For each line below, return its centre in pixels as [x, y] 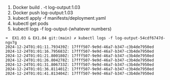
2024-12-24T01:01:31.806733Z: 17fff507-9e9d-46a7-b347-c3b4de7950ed [80, 65]
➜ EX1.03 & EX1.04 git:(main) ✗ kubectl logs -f [59, 38]
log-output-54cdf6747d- [140, 38]
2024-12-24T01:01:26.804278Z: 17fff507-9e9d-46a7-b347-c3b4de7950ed [80, 60]
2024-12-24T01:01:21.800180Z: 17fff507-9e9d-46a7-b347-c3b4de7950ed [80, 56]
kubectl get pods [30, 23]
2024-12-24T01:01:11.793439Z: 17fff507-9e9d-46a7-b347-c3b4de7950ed [80, 47]
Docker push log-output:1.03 [43, 13]
